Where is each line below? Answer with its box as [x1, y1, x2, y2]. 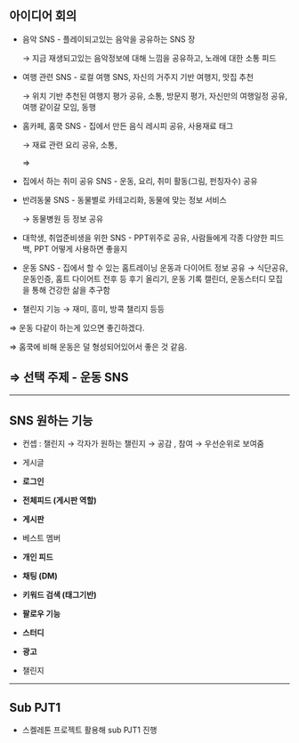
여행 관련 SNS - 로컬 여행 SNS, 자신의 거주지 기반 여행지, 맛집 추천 [21, 71, 254, 82]
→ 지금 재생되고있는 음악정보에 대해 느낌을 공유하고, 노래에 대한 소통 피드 [21, 52, 277, 63]
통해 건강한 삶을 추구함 [31, 284, 111, 295]
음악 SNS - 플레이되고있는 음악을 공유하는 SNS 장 [21, 34, 196, 44]
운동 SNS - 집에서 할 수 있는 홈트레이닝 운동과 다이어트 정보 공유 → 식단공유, [21, 262, 288, 273]
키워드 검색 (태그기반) [21, 590, 97, 601]
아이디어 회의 [9, 8, 77, 24]
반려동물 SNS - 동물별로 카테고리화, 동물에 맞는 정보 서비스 [21, 194, 227, 205]
